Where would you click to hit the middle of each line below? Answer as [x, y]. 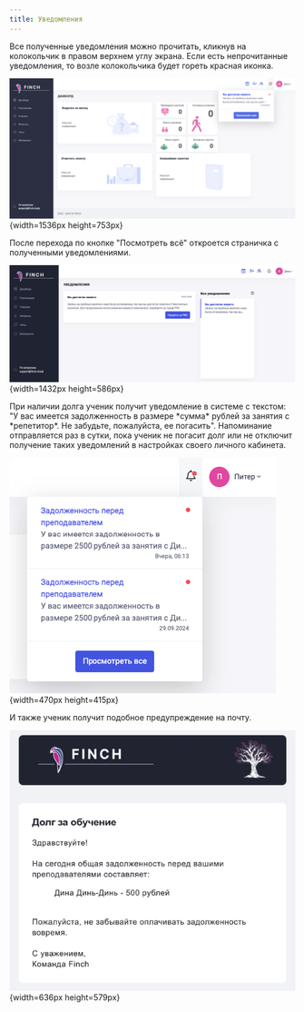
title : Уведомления [46, 19]
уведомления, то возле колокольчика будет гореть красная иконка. [142, 65]
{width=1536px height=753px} [67, 225]
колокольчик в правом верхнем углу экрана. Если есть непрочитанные [149, 55]
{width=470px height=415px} [64, 699]
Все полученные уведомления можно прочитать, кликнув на [128, 46]
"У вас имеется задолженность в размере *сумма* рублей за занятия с [150, 416]
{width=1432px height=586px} [67, 388]
